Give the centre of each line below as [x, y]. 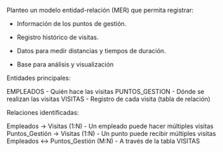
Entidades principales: [39, 78]
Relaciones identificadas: [43, 112]
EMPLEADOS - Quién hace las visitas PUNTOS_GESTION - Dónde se [106, 91]
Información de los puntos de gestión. [72, 23]
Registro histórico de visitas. [58, 37]
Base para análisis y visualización [65, 64]
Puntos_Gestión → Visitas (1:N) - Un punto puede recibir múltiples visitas [111, 133]
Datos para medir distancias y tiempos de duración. [91, 51]
